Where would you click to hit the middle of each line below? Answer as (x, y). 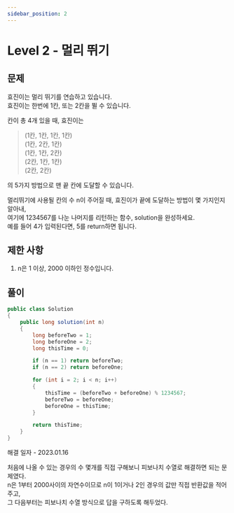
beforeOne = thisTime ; (78, 406)
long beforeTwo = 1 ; (62, 335)
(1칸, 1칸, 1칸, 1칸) (48, 135)
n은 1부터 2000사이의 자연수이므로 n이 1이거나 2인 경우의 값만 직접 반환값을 (111, 485)
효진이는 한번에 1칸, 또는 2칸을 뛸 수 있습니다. (69, 105)
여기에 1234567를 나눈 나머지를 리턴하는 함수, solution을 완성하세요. (101, 217)
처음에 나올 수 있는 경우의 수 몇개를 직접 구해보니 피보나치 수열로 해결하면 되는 (114, 467)
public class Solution (40, 309)
